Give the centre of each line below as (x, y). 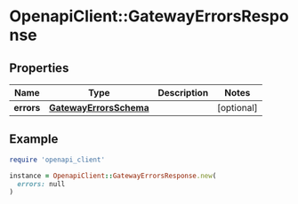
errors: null (41, 184)
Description (183, 93)
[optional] (237, 108)
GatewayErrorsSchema (99, 108)
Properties (39, 68)
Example (34, 139)
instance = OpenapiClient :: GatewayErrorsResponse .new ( (113, 176)
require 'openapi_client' (57, 160)
